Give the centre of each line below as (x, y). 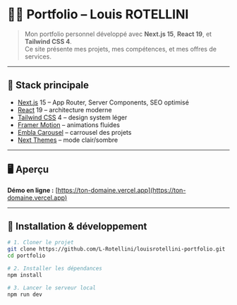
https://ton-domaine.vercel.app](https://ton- (122, 190)
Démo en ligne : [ (33, 190)
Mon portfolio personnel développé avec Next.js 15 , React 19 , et (118, 34)
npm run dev (25, 294)
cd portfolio (26, 256)
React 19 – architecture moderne (65, 109)
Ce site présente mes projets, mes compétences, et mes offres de (121, 49)
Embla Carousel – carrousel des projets (74, 132)
